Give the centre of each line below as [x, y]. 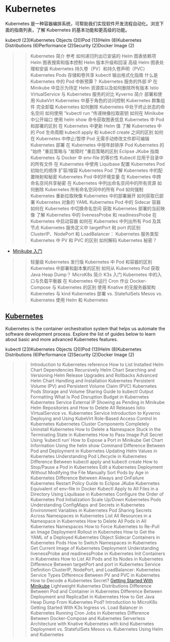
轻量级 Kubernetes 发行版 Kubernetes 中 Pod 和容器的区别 [91, 262]
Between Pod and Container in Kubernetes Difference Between [96, 591]
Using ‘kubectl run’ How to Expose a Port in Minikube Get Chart [97, 440]
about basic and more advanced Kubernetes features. [62, 339]
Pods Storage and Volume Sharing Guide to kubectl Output [92, 391]
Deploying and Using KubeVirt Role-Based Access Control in [94, 418]
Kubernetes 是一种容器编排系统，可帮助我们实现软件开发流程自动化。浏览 [82, 23]
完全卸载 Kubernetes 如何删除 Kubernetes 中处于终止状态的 [98, 107]
